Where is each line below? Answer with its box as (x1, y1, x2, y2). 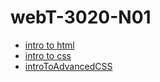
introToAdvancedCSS (24, 60, 113, 72)
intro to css (24, 49, 72, 61)
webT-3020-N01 (10, 6, 152, 29)
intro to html (24, 39, 75, 51)
